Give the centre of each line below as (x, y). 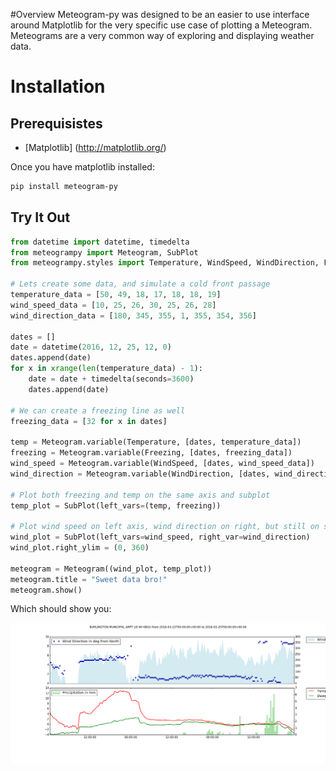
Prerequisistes (56, 123)
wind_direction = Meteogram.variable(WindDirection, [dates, (140, 474)
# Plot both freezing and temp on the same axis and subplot (140, 495)
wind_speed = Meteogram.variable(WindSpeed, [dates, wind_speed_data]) (162, 464)
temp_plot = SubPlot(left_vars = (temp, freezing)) (116, 505)
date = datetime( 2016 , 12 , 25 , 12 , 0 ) (91, 347)
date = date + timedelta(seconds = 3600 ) (111, 379)
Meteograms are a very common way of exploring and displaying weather (162, 35)
